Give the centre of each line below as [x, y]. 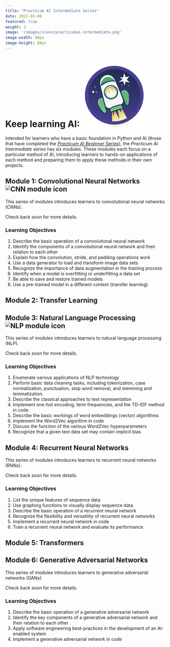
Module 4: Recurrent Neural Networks [67, 448]
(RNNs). [13, 465]
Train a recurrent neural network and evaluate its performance [78, 527]
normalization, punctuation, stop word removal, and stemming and [82, 389]
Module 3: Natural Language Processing [70, 318]
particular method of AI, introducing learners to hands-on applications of [81, 154]
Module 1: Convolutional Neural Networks [73, 181]
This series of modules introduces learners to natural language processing [83, 338]
